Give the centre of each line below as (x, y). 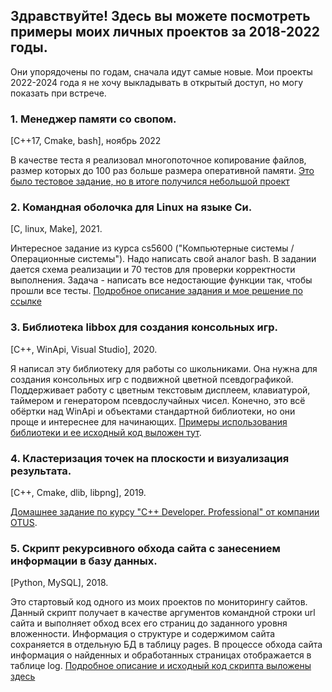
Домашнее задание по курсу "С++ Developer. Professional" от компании (165, 512)
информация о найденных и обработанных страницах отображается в (161, 655)
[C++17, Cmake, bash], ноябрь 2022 (86, 141)
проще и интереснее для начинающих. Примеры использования (149, 421)
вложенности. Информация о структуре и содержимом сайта (143, 634)
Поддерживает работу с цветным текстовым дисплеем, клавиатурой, (160, 390)
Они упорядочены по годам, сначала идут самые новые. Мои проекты (161, 71)
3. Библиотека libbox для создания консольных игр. (144, 327)
